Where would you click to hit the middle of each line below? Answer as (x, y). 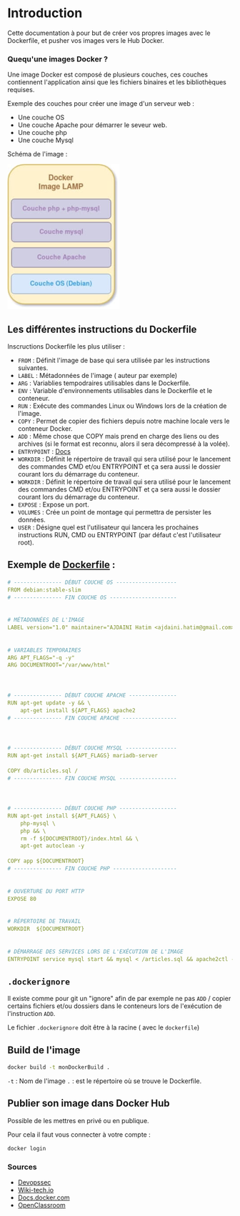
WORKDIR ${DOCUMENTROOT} (46, 929)
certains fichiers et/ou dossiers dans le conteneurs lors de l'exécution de (115, 1006)
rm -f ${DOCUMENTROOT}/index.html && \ (80, 838)
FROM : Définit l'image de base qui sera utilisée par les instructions (114, 360)
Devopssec (34, 1182)
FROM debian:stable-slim (44, 590)
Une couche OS (41, 118)
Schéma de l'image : (37, 154)
